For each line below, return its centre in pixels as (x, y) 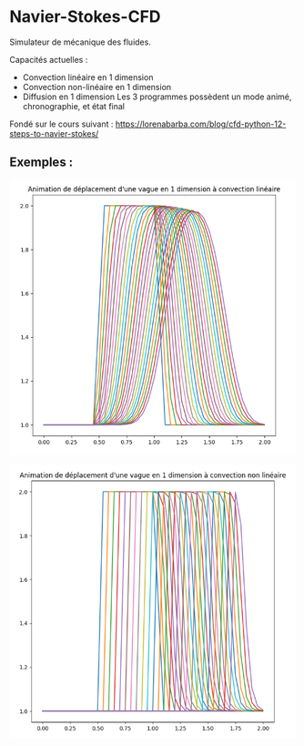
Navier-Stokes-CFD (85, 17)
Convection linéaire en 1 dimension (88, 77)
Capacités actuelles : (49, 59)
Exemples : (41, 163)
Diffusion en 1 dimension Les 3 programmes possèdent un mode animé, (157, 97)
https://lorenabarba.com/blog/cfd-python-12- (201, 124)
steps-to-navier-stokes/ (54, 133)
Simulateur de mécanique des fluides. (81, 42)
